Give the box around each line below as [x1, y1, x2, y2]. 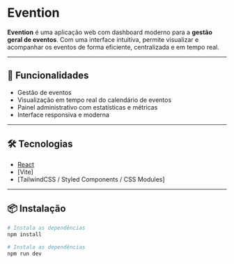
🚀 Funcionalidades [7, 70, 89, 82]
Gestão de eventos [17, 88, 72, 96]
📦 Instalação [7, 203, 66, 214]
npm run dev [7, 250, 42, 257]
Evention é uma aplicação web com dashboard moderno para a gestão [7, 28, 212, 36]
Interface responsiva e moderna [17, 110, 110, 119]
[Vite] [17, 168, 33, 176]
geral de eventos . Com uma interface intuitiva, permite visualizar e [7, 35, 199, 43]
